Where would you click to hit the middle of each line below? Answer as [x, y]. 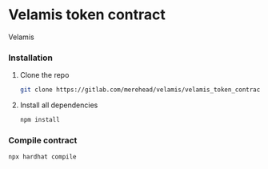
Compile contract [43, 140]
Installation [31, 58]
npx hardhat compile [43, 157]
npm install [40, 120]
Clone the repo [44, 75]
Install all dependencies [59, 105]
